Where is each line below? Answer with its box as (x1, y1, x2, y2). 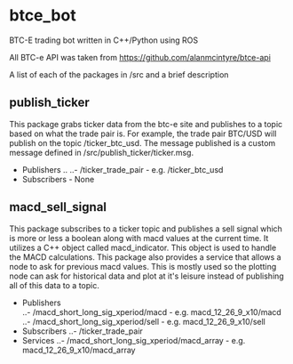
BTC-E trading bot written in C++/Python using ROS (9, 35, 199, 45)
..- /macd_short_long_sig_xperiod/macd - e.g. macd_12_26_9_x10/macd (21, 306, 281, 317)
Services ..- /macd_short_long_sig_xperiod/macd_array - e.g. (21, 335, 246, 345)
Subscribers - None (21, 174, 95, 184)
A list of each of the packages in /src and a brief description (9, 69, 229, 80)
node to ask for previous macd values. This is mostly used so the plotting (9, 261, 277, 271)
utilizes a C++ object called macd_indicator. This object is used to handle (9, 242, 277, 253)
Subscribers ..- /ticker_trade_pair (21, 326, 144, 336)
